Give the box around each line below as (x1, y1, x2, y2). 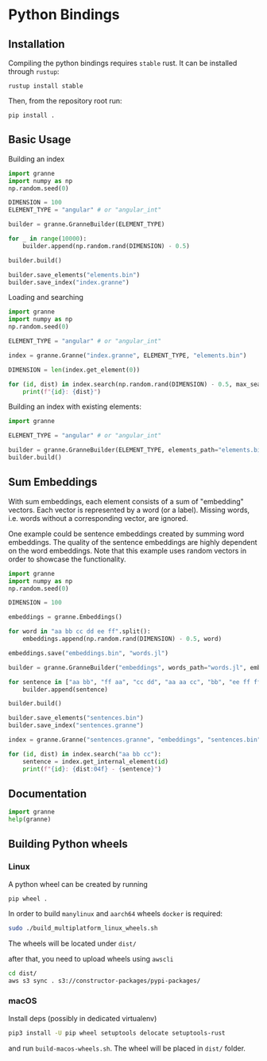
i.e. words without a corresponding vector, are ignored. (8, 513, 188, 523)
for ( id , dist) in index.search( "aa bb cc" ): (8, 750, 161, 758)
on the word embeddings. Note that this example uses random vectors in (8, 546, 247, 555)
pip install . (8, 111, 56, 119)
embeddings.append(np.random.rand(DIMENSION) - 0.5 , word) (22, 635, 222, 643)
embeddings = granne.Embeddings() (8, 613, 123, 621)
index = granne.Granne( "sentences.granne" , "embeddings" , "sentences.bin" (8, 736, 261, 744)
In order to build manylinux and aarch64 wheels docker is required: (8, 908, 222, 918)
